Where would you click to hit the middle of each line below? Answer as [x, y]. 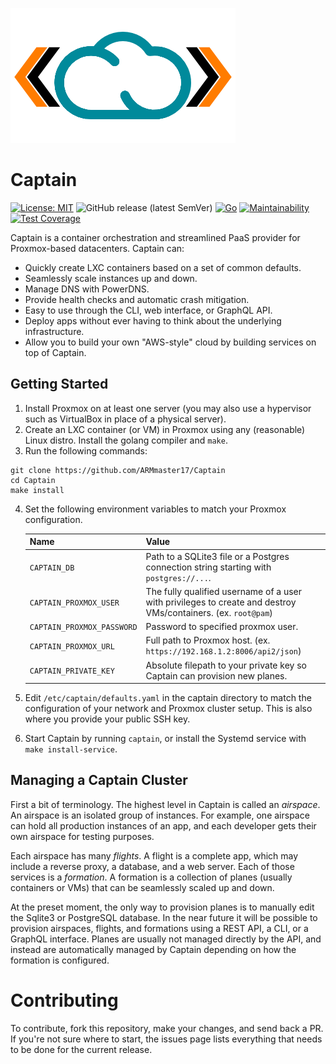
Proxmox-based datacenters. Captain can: [97, 248]
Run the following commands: [86, 450]
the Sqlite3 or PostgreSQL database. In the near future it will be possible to [164, 917]
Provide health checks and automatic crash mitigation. [137, 299]
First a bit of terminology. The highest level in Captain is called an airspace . [165, 804]
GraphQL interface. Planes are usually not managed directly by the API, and [166, 939]
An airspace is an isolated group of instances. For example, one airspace [160, 815]
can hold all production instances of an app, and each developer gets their [163, 825]
